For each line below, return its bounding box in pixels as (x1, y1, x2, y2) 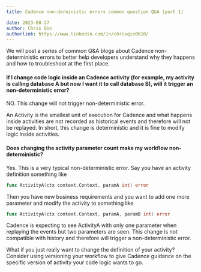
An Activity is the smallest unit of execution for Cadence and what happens (6, 112, 193, 119)
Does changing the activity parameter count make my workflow (6, 145, 169, 152)
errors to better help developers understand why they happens (40, 53, 195, 61)
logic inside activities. (6, 130, 60, 138)
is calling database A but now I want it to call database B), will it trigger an (6, 80, 193, 87)
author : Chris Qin (6, 25, 52, 31)
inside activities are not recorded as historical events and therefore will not (6, 118, 191, 125)
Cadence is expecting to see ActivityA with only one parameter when (6, 222, 177, 229)
